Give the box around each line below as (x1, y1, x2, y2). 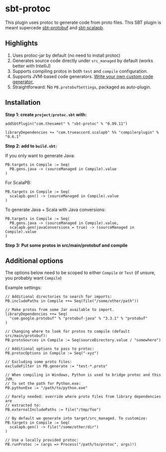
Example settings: (5, 285, 42, 291)
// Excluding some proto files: (5, 360, 72, 365)
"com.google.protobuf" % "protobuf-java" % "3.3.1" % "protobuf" (9, 316, 148, 321)
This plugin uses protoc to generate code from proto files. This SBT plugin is (5, 19, 162, 25)
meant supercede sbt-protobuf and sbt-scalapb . (5, 24, 104, 30)
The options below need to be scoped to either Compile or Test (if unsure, (5, 270, 156, 276)
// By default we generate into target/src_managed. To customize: (5, 416, 148, 421)
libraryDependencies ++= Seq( (5, 311, 68, 317)
